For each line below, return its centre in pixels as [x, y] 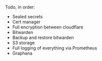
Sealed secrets [27, 16]
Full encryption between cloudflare [48, 27]
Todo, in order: [20, 7]
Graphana [22, 53]
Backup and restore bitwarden [43, 37]
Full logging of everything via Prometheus [55, 48]
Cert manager [26, 22]
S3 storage [23, 43]
